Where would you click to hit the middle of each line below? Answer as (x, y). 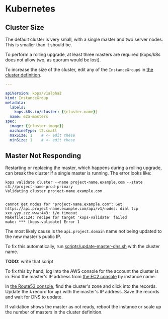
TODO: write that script (29, 262)
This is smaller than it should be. (39, 45)
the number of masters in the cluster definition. (54, 312)
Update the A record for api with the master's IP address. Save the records (82, 292)
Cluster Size (25, 27)
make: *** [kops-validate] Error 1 (43, 222)
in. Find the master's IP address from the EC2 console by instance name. (80, 277)
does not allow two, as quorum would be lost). (53, 60)
